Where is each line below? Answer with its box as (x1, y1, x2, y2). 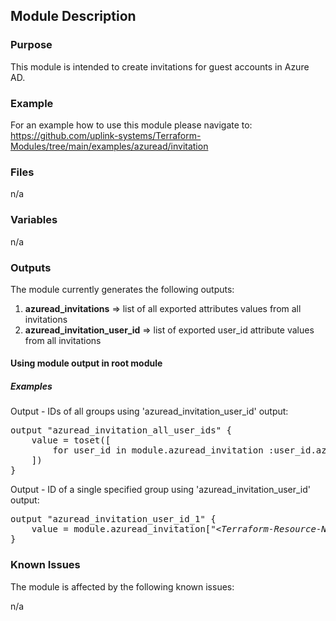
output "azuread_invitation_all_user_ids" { (10, 425, 233, 436)
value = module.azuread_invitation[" (31, 524, 217, 535)
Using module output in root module (10, 357, 163, 369)
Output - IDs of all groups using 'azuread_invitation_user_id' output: (10, 405, 289, 418)
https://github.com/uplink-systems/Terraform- (10, 129, 202, 141)
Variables (10, 213, 58, 227)
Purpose (10, 38, 53, 52)
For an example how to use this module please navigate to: (10, 119, 253, 131)
